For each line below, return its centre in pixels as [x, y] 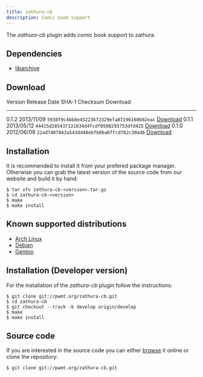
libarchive [27, 68]
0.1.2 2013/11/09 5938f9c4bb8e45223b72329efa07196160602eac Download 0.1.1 [100, 119]
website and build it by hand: [42, 179]
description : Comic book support [48, 18]
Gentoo [24, 251]
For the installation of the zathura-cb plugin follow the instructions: [89, 285]
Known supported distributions [66, 224]
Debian [24, 245]
